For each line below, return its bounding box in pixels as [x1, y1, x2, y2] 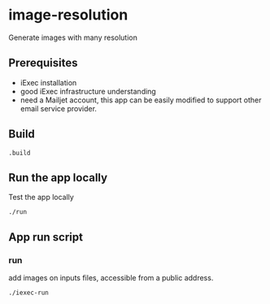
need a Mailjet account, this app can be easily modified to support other [20, 95, 262, 105]
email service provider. [20, 103, 98, 113]
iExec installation [20, 77, 77, 87]
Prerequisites [8, 56, 78, 70]
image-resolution [8, 6, 128, 24]
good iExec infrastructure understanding [20, 86, 156, 96]
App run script [8, 230, 84, 244]
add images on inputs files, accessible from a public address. [8, 273, 214, 283]
